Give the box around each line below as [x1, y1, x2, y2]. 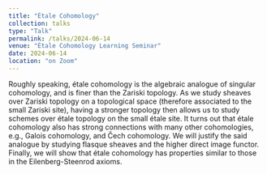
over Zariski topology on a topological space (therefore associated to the [8, 96, 252, 106]
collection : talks [8, 19, 71, 28]
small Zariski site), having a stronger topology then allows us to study [8, 104, 240, 114]
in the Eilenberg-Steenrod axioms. [8, 156, 123, 166]
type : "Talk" [8, 27, 53, 35]
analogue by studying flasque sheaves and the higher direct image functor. [8, 139, 260, 149]
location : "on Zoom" [8, 57, 79, 66]
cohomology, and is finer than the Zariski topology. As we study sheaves [8, 87, 252, 97]
